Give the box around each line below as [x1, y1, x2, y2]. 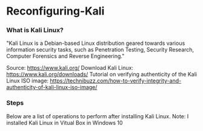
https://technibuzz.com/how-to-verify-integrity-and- [50, 77, 182, 84]
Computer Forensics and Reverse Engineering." [6, 53, 125, 60]
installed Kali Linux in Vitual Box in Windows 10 [6, 119, 123, 126]
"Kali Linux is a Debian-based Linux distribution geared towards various [6, 39, 185, 47]
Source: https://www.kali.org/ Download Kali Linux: [6, 64, 133, 72]
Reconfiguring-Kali [6, 4, 105, 18]
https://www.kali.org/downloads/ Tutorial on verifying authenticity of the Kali [6, 71, 197, 78]
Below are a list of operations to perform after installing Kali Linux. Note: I [6, 112, 189, 119]
